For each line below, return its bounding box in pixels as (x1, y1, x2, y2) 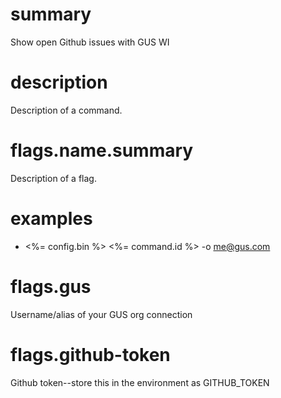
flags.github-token (10, 343, 171, 366)
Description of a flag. (10, 172, 97, 184)
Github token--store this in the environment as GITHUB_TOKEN (10, 376, 270, 388)
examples (10, 208, 93, 230)
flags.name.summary (10, 139, 194, 162)
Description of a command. (10, 104, 123, 116)
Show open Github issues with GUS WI (10, 36, 170, 48)
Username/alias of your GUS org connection (10, 308, 193, 320)
